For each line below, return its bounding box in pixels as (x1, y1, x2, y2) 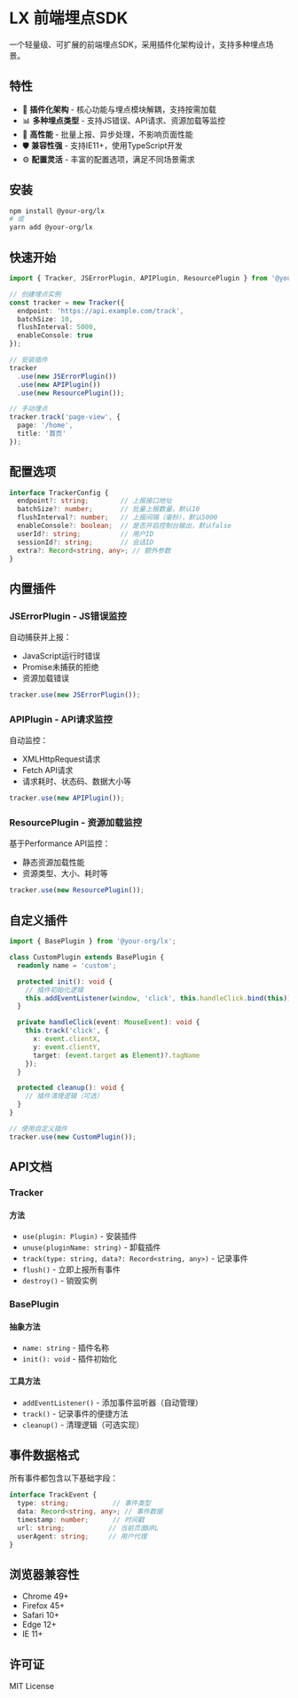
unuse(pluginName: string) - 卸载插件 (21, 1242, 161, 1252)
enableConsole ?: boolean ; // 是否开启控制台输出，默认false (17, 521, 232, 531)
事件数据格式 (9, 1448, 80, 1463)
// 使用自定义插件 (9, 1124, 68, 1133)
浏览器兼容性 (9, 1567, 80, 1582)
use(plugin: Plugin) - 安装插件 (21, 1231, 137, 1242)
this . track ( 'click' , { (25, 1026, 109, 1035)
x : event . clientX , (32, 1035, 101, 1044)
